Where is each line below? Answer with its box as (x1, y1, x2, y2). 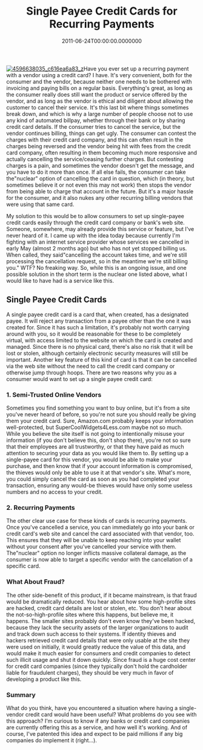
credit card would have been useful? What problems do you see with (25, 710, 197, 718)
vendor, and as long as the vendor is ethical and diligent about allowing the (6, 97, 193, 105)
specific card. (6, 562, 41, 569)
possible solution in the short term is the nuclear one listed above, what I (6, 270, 188, 278)
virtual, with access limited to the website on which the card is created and (6, 336, 193, 344)
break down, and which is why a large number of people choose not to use (6, 110, 193, 117)
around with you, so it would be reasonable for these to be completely (6, 330, 181, 337)
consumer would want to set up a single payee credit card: (6, 375, 153, 382)
